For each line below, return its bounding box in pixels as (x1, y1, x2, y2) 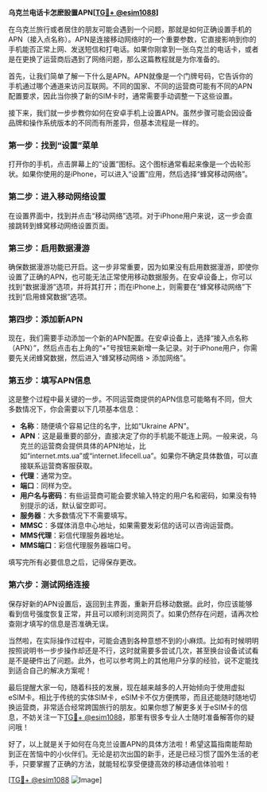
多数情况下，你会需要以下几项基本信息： (8, 405, 141, 414)
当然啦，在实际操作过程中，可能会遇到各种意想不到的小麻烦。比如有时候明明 (8, 635, 259, 645)
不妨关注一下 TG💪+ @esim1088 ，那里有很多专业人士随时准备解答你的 (21, 712, 248, 722)
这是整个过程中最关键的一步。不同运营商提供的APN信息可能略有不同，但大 (8, 394, 253, 404)
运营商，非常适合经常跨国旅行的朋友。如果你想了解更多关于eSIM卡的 (14, 702, 241, 712)
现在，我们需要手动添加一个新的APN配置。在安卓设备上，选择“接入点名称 (8, 333, 249, 343)
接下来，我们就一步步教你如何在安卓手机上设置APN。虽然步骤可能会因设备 (8, 108, 253, 118)
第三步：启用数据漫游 (8, 243, 90, 254)
